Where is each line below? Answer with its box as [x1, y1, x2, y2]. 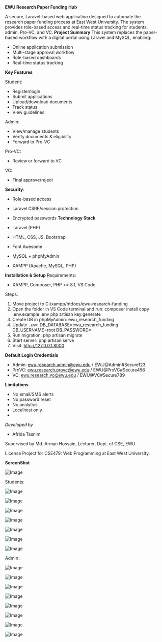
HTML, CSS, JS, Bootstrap [12, 234, 66, 240]
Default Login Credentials [5, 352, 58, 358]
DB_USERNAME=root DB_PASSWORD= [12, 327, 92, 333]
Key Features [5, 69, 33, 75]
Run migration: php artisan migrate [12, 332, 82, 338]
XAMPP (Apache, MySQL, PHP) [12, 263, 76, 269]
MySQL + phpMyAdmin [12, 253, 60, 259]
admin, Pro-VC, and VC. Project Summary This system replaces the [5, 30, 142, 35]
